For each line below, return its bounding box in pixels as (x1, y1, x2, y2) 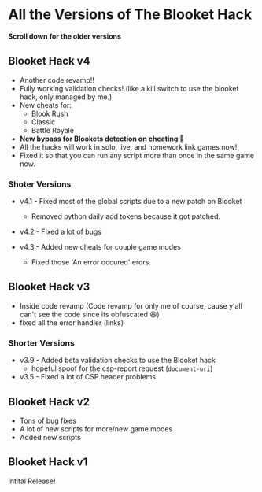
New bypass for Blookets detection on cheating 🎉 (19, 134, 185, 143)
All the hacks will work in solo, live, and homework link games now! (19, 142, 238, 151)
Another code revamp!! (19, 75, 94, 84)
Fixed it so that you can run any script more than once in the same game (19, 150, 255, 160)
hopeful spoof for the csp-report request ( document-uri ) (31, 364, 213, 373)
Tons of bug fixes (19, 416, 77, 425)
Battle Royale (31, 125, 75, 135)
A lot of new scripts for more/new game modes (19, 424, 173, 434)
